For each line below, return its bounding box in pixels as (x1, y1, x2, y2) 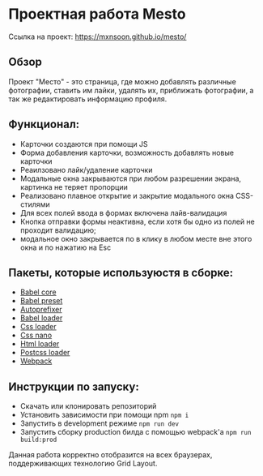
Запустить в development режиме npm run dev (19, 418, 180, 428)
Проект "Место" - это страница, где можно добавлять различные (8, 76, 236, 86)
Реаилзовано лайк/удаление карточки (19, 165, 153, 174)
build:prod (19, 435, 57, 444)
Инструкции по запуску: (8, 380, 139, 393)
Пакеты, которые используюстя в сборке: (8, 265, 234, 280)
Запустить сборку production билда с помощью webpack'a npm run (19, 427, 252, 437)
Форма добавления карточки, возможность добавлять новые (19, 148, 235, 157)
